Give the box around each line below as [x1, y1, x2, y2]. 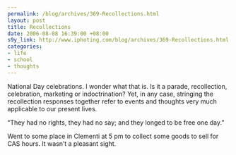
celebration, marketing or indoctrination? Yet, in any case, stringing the [7, 89, 214, 98]
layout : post [7, 17, 46, 24]
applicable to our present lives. [7, 104, 98, 113]
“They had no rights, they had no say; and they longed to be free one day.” [7, 118, 225, 127]
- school [7, 56, 33, 63]
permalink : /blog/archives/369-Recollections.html [7, 10, 160, 18]
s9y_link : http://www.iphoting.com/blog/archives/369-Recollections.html [7, 37, 230, 44]
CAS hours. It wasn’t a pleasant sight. [7, 139, 117, 148]
